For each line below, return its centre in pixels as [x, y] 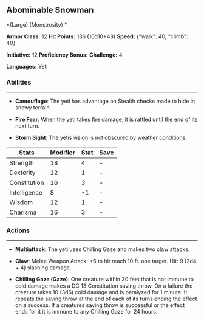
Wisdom [21, 202]
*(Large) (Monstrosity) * [37, 24]
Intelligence [26, 193]
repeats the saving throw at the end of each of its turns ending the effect [106, 299]
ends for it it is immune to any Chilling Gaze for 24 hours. [86, 312]
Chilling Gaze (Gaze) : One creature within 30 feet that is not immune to [104, 280]
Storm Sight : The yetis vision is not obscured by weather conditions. [101, 138]
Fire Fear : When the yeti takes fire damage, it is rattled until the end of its [106, 119]
